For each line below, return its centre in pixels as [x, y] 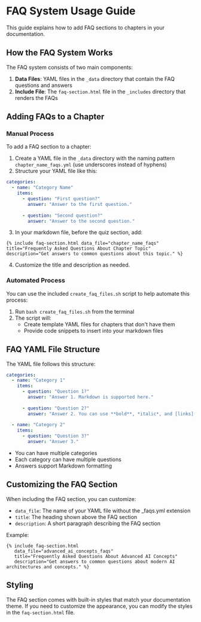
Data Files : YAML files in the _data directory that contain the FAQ [95, 78]
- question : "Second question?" [62, 216]
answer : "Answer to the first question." [80, 204]
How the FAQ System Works [60, 53]
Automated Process [36, 281]
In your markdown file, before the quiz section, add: [78, 232]
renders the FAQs [36, 98]
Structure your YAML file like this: [56, 171]
